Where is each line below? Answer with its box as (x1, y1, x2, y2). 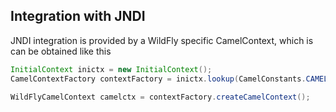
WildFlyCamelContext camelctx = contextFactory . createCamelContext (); (10, 92, 311, 102)
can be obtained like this (10, 45, 112, 57)
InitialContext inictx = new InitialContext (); (10, 64, 213, 74)
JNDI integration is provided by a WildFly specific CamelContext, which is (10, 34, 314, 46)
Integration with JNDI (10, 8, 146, 25)
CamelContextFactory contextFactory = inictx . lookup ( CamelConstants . (10, 74, 307, 84)
